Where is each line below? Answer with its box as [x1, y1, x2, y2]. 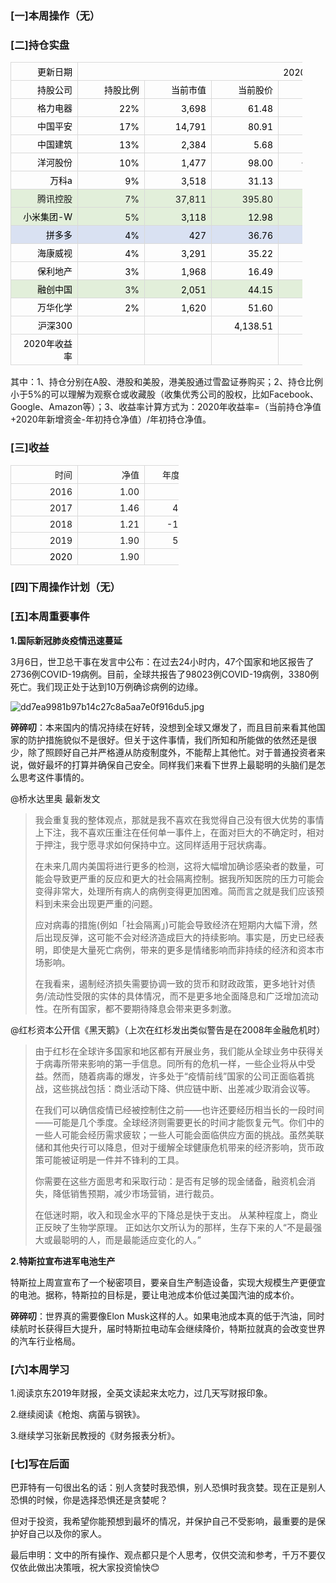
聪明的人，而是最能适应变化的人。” [61, 1233, 202, 1246]
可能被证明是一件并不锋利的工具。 [43, 1153, 185, 1166]
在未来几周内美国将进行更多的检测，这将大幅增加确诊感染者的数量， [34, 860, 316, 872]
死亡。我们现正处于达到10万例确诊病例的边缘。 [10, 680, 204, 692]
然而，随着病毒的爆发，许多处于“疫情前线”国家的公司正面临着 [52, 1070, 307, 1082]
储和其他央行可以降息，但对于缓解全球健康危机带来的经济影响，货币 [34, 1141, 316, 1153]
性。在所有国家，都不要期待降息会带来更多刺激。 [34, 1002, 237, 1014]
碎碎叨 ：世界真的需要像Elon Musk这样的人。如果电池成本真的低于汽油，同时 [10, 1310, 325, 1322]
